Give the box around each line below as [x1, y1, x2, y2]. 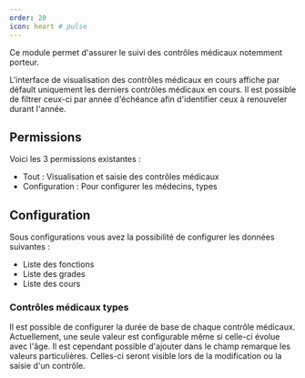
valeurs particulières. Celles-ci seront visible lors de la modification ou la [9, 351, 282, 362]
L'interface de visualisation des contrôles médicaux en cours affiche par [9, 74, 280, 85]
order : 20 [9, 13, 47, 23]
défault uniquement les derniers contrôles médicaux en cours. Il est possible [9, 84, 297, 95]
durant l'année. [9, 103, 66, 114]
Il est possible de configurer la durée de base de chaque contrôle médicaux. [9, 322, 296, 332]
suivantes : [9, 241, 50, 252]
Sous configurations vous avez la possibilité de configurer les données [9, 231, 275, 242]
